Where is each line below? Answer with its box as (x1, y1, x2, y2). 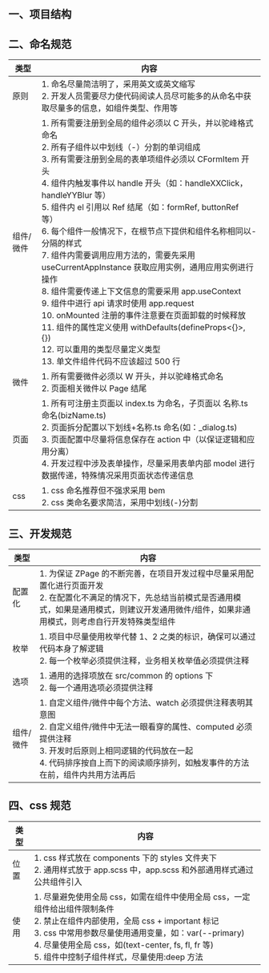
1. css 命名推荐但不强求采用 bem (41, 485, 166, 497)
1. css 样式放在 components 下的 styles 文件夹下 (34, 852, 218, 863)
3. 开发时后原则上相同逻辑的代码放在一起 (39, 746, 194, 757)
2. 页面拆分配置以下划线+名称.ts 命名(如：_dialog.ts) (41, 422, 238, 433)
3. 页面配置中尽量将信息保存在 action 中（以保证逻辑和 (41, 434, 247, 445)
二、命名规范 (8, 37, 72, 50)
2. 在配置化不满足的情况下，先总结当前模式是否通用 (39, 592, 234, 603)
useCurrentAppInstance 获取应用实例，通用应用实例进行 (41, 262, 255, 273)
